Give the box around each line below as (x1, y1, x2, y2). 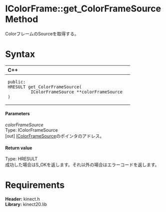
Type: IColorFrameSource (5, 127, 58, 133)
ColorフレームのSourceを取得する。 (5, 30, 79, 36)
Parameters (5, 111, 30, 117)
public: (7, 79, 26, 85)
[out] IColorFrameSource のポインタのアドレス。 (5, 133, 105, 139)
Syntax (5, 48, 35, 60)
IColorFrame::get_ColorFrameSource (5, 3, 161, 14)
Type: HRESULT (5, 156, 38, 162)
